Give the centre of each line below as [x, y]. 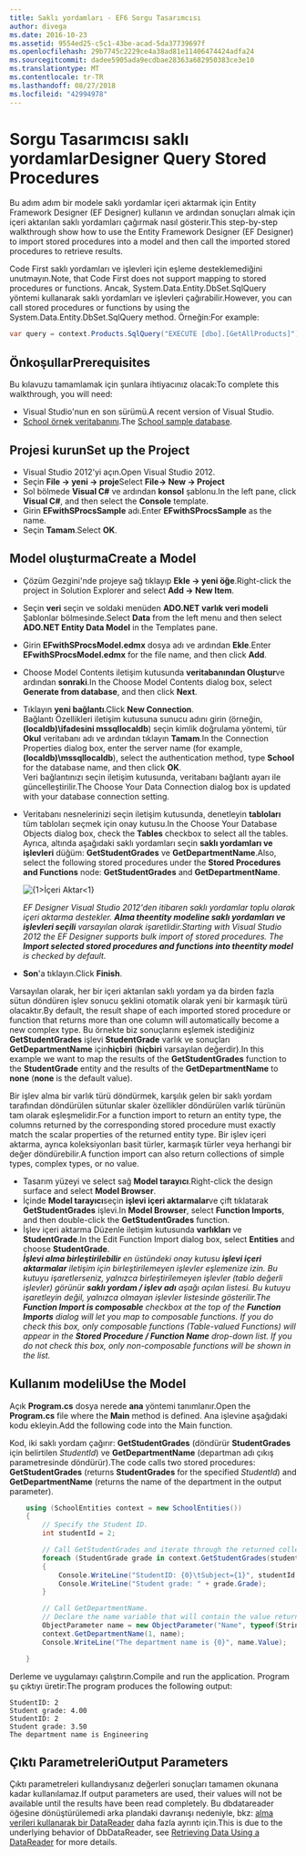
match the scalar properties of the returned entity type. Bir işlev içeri [138, 1134]
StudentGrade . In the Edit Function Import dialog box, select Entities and [158, 1239]
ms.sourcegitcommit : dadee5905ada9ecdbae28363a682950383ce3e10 [132, 60]
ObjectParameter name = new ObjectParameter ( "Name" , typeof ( [161, 1626]
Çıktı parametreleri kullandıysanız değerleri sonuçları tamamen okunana [144, 1784]
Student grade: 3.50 [49, 1727]
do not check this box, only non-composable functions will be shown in [157, 1345]
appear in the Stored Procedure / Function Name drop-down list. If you [158, 1336]
